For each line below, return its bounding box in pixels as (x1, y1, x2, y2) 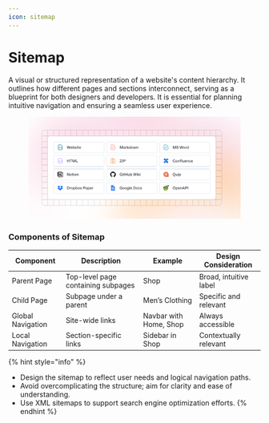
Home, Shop (143, 320, 184, 329)
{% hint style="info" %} (8, 357, 86, 366)
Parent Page (11, 276, 53, 286)
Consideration (203, 260, 253, 270)
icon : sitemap (8, 13, 56, 21)
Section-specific (65, 331, 122, 340)
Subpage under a (65, 291, 122, 300)
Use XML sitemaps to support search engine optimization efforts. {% (19, 397, 247, 408)
